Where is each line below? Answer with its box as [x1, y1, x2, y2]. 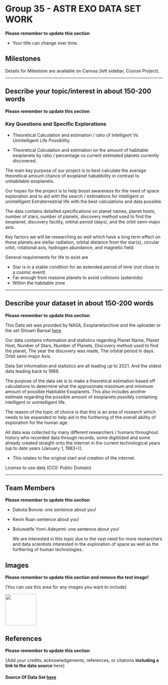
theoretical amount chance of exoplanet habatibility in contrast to [5, 172, 139, 178]
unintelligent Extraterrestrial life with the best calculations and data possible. [5, 198, 162, 204]
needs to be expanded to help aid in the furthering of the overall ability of [5, 414, 156, 420]
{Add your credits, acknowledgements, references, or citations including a [5, 657, 159, 663]
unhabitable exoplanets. [5, 178, 54, 184]
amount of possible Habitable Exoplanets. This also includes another [5, 388, 146, 394]
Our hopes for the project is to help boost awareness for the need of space [5, 187, 160, 193]
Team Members [5, 484, 55, 493]
